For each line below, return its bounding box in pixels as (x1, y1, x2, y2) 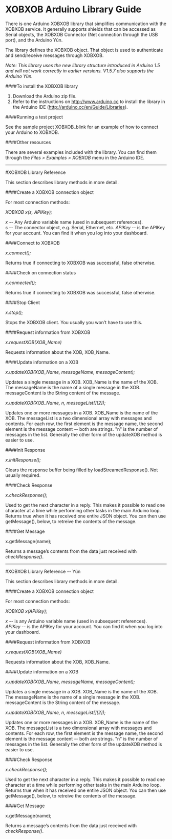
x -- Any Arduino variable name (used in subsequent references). (5, 219, 143, 225)
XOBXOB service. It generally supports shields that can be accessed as (5, 26, 156, 32)
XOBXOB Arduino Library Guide (5, 4, 142, 15)
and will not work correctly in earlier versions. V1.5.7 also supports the (5, 68, 154, 74)
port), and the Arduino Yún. (5, 37, 63, 43)
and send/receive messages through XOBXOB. (5, 52, 104, 58)
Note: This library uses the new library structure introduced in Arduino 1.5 (5, 62, 160, 68)
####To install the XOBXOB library (5, 83, 78, 89)
